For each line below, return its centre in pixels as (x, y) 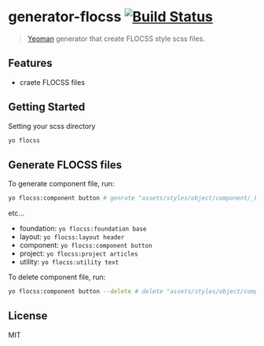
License (28, 316)
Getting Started (47, 107)
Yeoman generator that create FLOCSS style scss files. (116, 39)
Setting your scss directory (52, 126)
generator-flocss (65, 17)
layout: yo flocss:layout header (72, 237)
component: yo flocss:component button (86, 245)
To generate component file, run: (61, 184)
